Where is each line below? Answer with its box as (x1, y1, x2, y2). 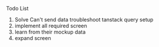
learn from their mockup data (14, 28, 86, 35)
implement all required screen (14, 23, 87, 29)
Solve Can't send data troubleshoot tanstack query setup (14, 16, 154, 23)
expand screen (14, 35, 51, 41)
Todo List (6, 5, 29, 12)
